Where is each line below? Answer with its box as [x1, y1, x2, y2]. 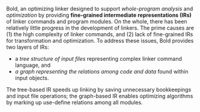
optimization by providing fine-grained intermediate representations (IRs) [6, 11, 192, 19]
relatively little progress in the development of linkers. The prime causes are [6, 24, 194, 31]
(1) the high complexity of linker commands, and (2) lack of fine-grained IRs [6, 31, 193, 38]
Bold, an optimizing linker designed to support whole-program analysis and [6, 5, 193, 12]
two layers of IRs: [6, 43, 49, 51]
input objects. [14, 75, 49, 81]
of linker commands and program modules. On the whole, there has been [6, 18, 187, 25]
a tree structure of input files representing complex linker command [14, 55, 182, 62]
